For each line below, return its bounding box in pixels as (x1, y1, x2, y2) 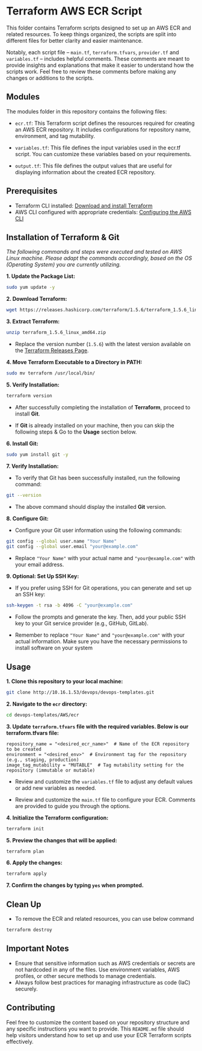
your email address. (14, 561, 64, 568)
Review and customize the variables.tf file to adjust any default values (14, 778, 193, 785)
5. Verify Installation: (6, 381, 60, 388)
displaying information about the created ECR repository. (14, 168, 156, 175)
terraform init (6, 825, 44, 832)
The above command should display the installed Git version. (14, 503, 167, 510)
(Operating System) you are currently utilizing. (6, 261, 121, 268)
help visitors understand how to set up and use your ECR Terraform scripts (6, 1031, 192, 1038)
